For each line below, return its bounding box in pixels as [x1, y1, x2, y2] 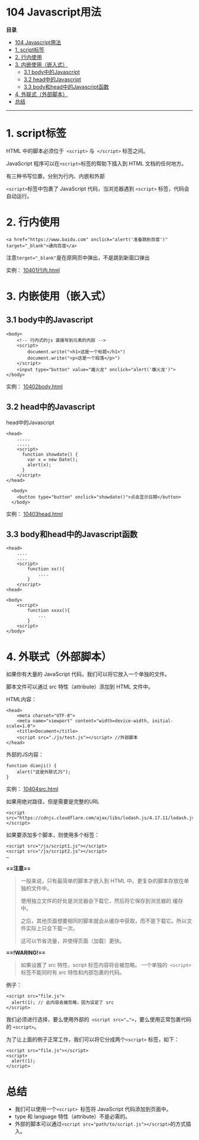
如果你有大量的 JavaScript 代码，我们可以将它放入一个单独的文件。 [6, 670, 171, 678]
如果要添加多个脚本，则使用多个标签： [6, 831, 99, 839]
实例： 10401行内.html [6, 266, 60, 273]
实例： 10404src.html [6, 785, 59, 793]
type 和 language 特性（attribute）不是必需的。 [14, 1113, 131, 1120]
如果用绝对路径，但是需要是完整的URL [6, 798, 99, 805]
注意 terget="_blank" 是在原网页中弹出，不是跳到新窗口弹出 [6, 254, 150, 261]
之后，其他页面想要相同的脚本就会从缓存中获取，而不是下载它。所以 [20, 917, 187, 925]
